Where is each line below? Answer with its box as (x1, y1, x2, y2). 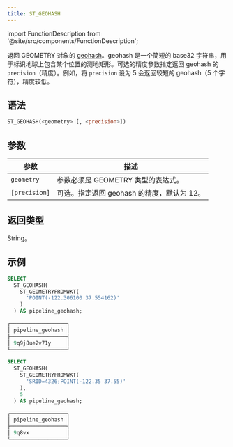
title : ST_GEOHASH (7, 10, 61, 17)
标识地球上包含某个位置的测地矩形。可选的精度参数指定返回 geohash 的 (13, 60, 219, 68)
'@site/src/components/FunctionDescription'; (7, 36, 138, 45)
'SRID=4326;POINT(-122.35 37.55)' (25, 378, 127, 385)
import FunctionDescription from (7, 29, 101, 38)
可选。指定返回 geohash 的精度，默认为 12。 (57, 189, 205, 198)
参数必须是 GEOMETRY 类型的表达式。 (57, 175, 183, 185)
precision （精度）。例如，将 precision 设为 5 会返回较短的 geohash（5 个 (7, 68, 220, 77)
